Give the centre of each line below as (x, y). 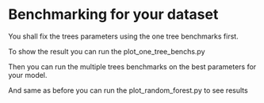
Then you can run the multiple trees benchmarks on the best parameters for (132, 66)
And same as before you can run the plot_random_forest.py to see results (128, 90)
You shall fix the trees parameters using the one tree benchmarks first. (124, 36)
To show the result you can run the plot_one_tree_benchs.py (107, 51)
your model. (28, 75)
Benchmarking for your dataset (113, 15)
